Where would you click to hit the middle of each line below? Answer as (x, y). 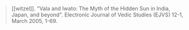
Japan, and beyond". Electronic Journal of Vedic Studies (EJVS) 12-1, (97, 15)
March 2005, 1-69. (34, 21)
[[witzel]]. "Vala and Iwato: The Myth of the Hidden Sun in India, (91, 9)
